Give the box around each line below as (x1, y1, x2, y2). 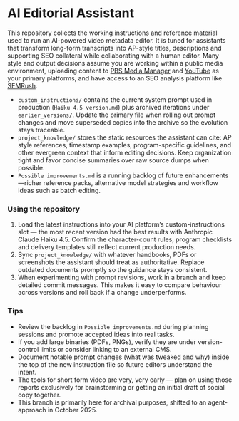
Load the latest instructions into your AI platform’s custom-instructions (17, 220, 225, 229)
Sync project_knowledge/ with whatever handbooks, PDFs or (17, 251, 197, 259)
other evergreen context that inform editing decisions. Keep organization (17, 148, 232, 157)
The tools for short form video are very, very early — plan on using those (17, 375, 233, 384)
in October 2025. (47, 405, 98, 414)
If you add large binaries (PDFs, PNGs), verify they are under (17, 337, 197, 346)
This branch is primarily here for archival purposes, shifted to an (17, 397, 207, 407)
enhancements (184, 171, 229, 180)
